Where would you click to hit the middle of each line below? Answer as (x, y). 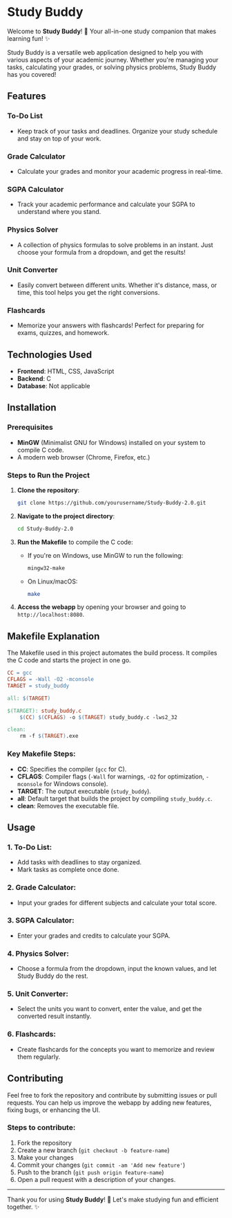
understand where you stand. (59, 212)
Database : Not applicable (54, 385)
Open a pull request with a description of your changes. (96, 1179)
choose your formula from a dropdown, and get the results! (101, 252)
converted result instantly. (54, 1016)
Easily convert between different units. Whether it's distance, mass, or (117, 285)
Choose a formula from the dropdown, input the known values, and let (117, 969)
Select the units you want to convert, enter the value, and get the (109, 1009)
